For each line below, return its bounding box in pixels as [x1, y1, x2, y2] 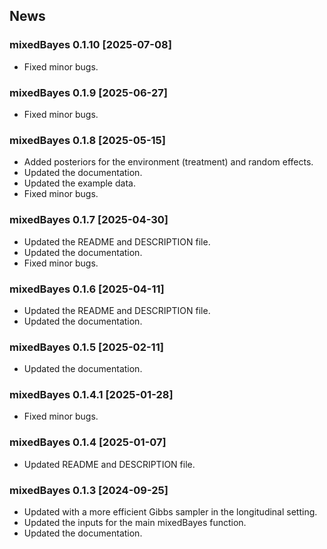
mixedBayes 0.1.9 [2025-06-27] [9, 85, 168, 99]
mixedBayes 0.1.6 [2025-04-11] [9, 282, 165, 296]
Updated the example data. [23, 177, 136, 189]
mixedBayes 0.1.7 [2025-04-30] [9, 213, 169, 227]
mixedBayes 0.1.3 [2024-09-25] [9, 483, 169, 497]
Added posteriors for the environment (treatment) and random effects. [23, 156, 314, 168]
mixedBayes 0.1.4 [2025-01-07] [9, 435, 167, 449]
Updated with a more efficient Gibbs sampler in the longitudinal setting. [23, 506, 318, 518]
